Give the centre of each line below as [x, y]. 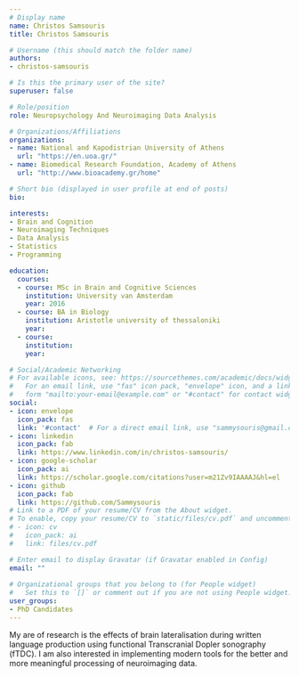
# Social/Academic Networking [65, 370]
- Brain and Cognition [51, 222]
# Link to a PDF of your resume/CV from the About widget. [121, 510]
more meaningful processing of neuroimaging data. [103, 663]
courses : [33, 279]
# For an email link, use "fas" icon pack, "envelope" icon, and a [141, 387]
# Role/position [39, 107]
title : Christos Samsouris [59, 34]
